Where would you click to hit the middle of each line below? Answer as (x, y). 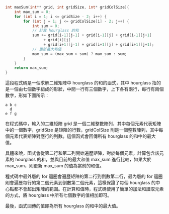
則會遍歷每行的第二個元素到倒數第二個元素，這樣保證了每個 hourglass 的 (80, 183)
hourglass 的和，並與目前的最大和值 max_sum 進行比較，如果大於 (83, 159)
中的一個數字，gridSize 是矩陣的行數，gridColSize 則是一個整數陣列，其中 (82, 130)
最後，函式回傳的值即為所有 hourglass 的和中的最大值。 (63, 206)
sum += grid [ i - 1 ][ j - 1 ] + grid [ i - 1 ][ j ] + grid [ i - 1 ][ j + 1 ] (92, 35)
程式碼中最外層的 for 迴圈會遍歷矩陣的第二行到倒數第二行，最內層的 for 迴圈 (84, 176)
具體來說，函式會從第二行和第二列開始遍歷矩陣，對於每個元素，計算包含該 (82, 153)
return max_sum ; (31, 68)
